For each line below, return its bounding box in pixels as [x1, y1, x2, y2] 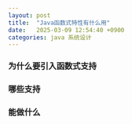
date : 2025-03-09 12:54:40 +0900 [8, 26, 125, 34]
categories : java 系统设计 [8, 33, 92, 42]
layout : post [8, 11, 51, 20]
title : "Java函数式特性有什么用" [8, 19, 111, 27]
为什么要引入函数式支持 [8, 60, 97, 71]
